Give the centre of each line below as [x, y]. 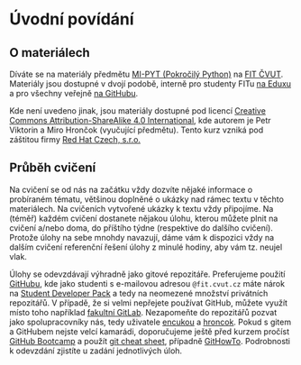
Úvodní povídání [72, 19]
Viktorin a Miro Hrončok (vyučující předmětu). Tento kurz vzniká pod [137, 130]
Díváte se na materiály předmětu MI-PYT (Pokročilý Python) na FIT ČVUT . [146, 74]
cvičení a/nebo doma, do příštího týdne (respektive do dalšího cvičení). [141, 228]
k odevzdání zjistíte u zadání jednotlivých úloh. [96, 351]
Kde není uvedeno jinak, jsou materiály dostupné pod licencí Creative [137, 111]
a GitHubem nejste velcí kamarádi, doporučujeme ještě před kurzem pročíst [150, 331]
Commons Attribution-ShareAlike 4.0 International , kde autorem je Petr [141, 120]
